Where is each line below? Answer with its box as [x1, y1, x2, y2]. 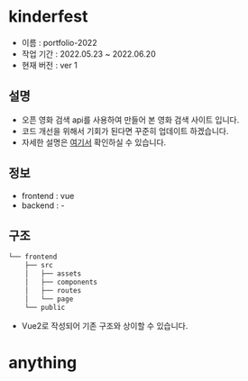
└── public [24, 303, 66, 312]
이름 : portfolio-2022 [21, 37, 97, 48]
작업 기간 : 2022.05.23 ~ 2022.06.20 [21, 48, 156, 59]
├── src [24, 261, 53, 270]
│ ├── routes [24, 286, 82, 295]
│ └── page [24, 295, 74, 304]
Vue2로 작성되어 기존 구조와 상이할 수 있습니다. [21, 320, 188, 331]
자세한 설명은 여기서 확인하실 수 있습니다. [21, 137, 167, 148]
